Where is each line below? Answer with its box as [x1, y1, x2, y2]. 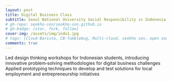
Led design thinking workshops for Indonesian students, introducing [5, 54, 149, 61]
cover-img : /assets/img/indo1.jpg [5, 31, 79, 36]
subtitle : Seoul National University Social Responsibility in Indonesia [5, 17, 166, 22]
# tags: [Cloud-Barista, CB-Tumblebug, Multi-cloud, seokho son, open [5, 36, 159, 41]
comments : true [5, 41, 38, 46]
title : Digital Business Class [5, 12, 72, 17]
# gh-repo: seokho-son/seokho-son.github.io [5, 21, 102, 27]
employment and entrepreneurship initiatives [5, 71, 100, 77]
